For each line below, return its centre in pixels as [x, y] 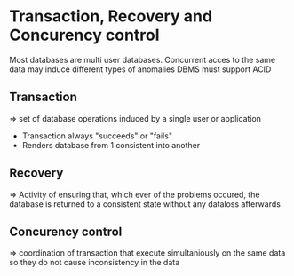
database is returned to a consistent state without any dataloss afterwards [145, 204]
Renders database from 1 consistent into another [111, 145]
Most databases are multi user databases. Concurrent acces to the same [143, 59]
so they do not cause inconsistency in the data [95, 263]
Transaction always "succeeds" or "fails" [97, 136]
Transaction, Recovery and [111, 16]
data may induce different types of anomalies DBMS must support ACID [140, 69]
